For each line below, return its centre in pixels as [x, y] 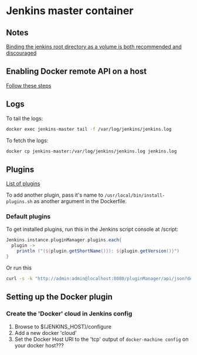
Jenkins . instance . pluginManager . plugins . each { [64, 240]
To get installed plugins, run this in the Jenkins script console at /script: [92, 229]
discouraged [21, 53]
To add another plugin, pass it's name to [55, 195]
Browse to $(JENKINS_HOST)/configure [63, 326]
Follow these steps [29, 85]
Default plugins [28, 217]
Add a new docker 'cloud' [46, 333]
